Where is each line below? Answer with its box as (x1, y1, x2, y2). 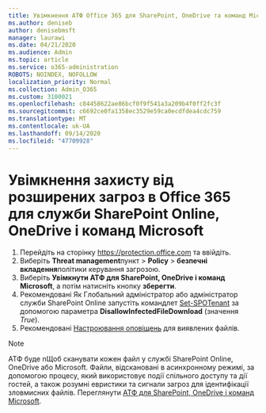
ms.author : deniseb (8, 19, 73, 27)
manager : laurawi (8, 33, 66, 42)
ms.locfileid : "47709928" (8, 136, 93, 145)
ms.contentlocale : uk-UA (8, 122, 90, 130)
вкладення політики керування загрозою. (19, 265, 161, 274)
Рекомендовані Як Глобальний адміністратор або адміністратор (19, 290, 238, 300)
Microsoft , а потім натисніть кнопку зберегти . (19, 281, 177, 291)
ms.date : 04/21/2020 (8, 41, 77, 49)
